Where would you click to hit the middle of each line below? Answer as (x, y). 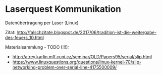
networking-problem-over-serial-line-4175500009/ (64, 67)
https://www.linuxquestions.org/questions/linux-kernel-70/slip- (77, 62)
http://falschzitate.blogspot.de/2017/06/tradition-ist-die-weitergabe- (87, 32)
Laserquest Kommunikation (63, 9)
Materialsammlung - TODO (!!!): (37, 47)
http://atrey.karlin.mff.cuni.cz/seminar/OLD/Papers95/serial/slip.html (82, 56)
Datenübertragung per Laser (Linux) (42, 23)
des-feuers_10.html (25, 37)
